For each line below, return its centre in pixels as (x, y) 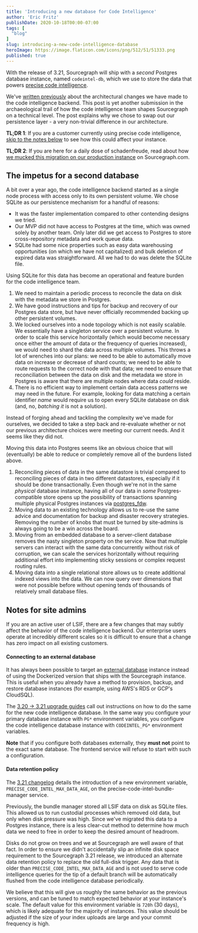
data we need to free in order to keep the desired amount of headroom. (93, 831)
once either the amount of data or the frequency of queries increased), (100, 344)
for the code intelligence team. (43, 282)
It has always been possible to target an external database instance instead (98, 670)
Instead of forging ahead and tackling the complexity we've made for (90, 418)
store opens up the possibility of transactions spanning (110, 497)
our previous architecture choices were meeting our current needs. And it (95, 430)
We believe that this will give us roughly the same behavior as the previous (97, 892)
